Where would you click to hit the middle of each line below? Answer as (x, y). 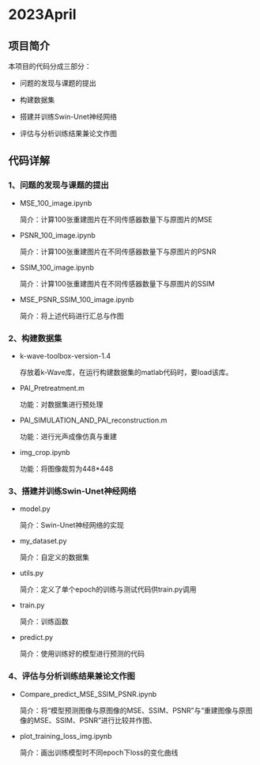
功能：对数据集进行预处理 (61, 404)
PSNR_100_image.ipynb (58, 235)
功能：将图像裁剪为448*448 (66, 468)
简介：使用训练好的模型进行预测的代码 (82, 653)
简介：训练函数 (44, 622)
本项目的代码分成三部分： (50, 66)
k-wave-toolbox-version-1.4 (65, 356)
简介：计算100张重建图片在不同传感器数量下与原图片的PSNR (118, 252)
